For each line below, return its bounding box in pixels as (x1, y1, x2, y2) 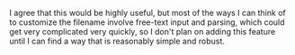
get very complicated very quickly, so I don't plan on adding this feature (9, 27, 276, 36)
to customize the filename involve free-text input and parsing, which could (9, 17, 285, 27)
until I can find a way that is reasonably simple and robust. (9, 35, 225, 46)
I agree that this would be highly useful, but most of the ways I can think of (9, 8, 286, 18)
